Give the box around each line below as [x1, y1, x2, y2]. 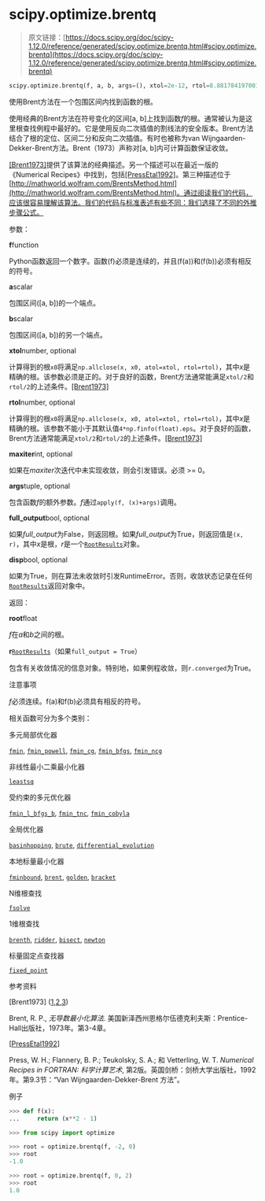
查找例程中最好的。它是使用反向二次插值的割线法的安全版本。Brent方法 [22, 124, 254, 133]
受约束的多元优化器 [9, 793, 72, 802]
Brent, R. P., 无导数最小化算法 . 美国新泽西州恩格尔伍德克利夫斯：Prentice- [9, 1013, 248, 1022]
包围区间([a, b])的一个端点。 [9, 297, 101, 308]
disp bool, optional [9, 555, 68, 564]
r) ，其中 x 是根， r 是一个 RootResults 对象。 [9, 539, 145, 549]
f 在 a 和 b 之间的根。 [9, 630, 69, 639]
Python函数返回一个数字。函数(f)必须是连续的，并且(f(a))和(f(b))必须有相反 [9, 256, 252, 265]
